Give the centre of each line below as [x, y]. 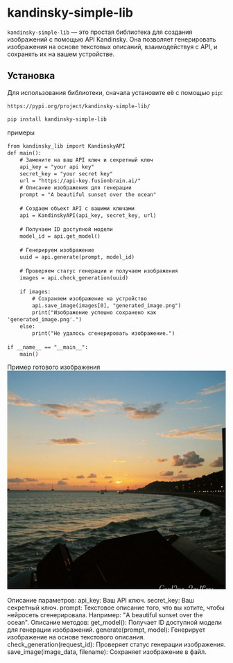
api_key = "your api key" [57, 167]
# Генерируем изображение [57, 250]
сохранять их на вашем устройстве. [61, 54]
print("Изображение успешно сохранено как [94, 312]
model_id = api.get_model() [60, 236]
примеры [21, 132]
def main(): [24, 153]
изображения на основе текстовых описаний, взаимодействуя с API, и [112, 46]
